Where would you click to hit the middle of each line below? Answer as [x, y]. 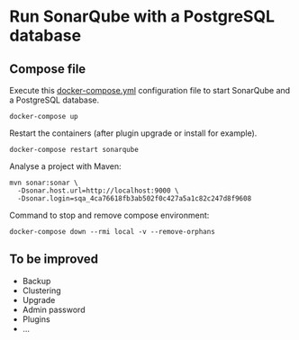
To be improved [54, 259]
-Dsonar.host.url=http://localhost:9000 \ [98, 191]
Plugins [36, 319]
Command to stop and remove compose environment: [109, 215]
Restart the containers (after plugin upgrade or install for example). [133, 133]
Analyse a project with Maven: [65, 166]
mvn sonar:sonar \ [44, 183]
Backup [36, 281]
